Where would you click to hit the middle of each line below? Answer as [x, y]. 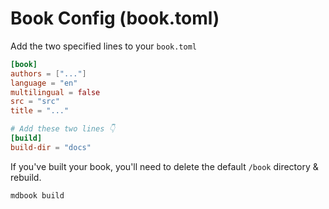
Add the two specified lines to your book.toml [104, 46]
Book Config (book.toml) [115, 18]
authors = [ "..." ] [48, 73]
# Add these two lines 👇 [63, 129]
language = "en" [44, 83]
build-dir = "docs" [51, 147]
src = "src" [35, 102]
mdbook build [37, 195]
